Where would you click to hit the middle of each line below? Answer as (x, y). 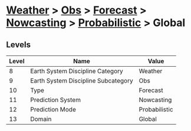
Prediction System (56, 100)
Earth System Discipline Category (77, 71)
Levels (19, 45)
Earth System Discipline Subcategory (82, 81)
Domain (41, 119)
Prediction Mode (53, 109)
